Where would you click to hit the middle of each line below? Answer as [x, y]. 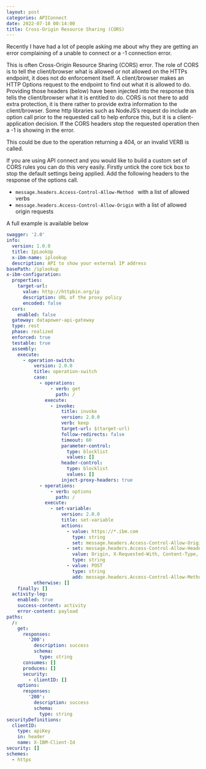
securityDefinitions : [34, 720]
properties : [27, 280]
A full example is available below [48, 223]
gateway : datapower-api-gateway [53, 320]
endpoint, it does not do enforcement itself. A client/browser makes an [95, 78]
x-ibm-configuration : [34, 275]
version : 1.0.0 [31, 246]
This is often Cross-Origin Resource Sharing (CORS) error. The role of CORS [103, 65]
